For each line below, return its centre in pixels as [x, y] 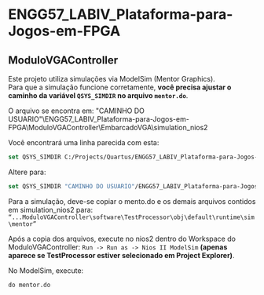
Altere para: [27, 172]
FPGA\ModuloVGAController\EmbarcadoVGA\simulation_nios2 [108, 127]
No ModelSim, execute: [46, 270]
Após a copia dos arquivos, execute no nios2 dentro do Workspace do [122, 239]
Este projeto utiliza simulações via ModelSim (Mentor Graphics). [112, 79]
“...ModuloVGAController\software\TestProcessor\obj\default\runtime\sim [132, 217]
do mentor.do [29, 285]
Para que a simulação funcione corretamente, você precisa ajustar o [120, 87]
